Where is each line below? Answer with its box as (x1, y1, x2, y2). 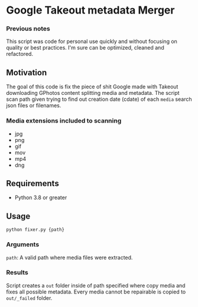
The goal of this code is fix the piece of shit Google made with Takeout (6, 83, 178, 90)
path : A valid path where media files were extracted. (6, 254, 133, 261)
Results (6, 269, 28, 277)
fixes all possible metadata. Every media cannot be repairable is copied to (6, 288, 186, 295)
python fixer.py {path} (6, 227, 65, 233)
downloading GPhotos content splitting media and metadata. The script (6, 90, 180, 97)
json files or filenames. (6, 102, 61, 109)
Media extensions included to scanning (6, 117, 122, 125)
